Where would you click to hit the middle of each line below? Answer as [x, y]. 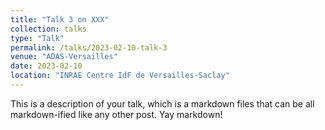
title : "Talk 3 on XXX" [60, 19]
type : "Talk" [37, 38]
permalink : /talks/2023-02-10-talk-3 [89, 47]
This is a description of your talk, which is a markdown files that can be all [162, 103]
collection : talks [48, 29]
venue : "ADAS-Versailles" [64, 57]
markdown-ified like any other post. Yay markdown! [116, 114]
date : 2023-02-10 [46, 66]
